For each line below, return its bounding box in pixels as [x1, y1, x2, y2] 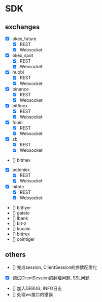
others [5, 251, 26, 259]
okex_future [12, 36, 36, 42]
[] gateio [12, 210, 30, 216]
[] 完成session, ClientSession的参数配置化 [12, 264, 98, 270]
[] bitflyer [12, 205, 31, 211]
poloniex [12, 167, 30, 173]
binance [12, 86, 29, 92]
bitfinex [12, 102, 28, 109]
